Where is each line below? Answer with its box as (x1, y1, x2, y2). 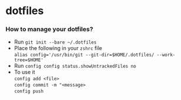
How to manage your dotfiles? (5, 25, 94, 34)
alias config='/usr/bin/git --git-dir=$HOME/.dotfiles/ (14, 52, 154, 58)
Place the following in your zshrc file (14, 45, 103, 52)
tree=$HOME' (14, 57, 44, 63)
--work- (156, 52, 176, 58)
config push (14, 88, 44, 95)
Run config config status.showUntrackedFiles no (14, 62, 136, 69)
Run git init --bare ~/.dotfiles (14, 38, 97, 45)
